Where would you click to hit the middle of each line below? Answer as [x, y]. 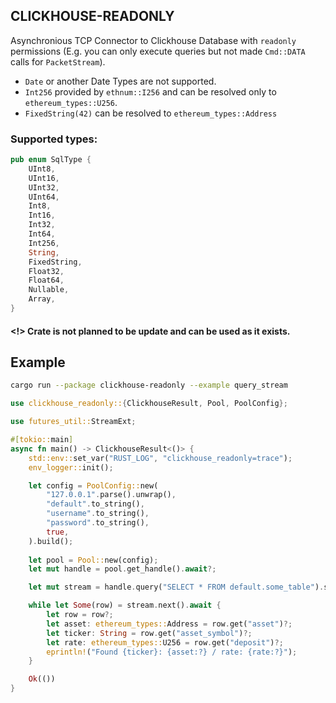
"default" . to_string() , [95, 504]
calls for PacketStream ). [58, 61]
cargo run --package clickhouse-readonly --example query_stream [149, 385]
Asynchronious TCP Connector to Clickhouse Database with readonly [153, 40]
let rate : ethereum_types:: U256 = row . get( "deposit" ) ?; [165, 642]
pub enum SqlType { [51, 160]
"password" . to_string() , [98, 523]
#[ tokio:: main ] [42, 440]
